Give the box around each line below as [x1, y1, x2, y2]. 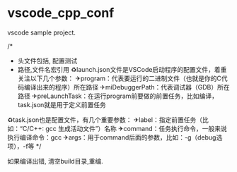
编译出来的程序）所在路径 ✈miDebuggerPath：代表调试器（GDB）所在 [23, 82, 230, 91]
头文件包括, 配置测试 [17, 56, 78, 65]
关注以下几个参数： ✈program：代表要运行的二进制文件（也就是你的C [17, 74, 221, 82]
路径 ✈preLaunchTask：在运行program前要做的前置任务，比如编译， [17, 92, 218, 100]
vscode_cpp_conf [7, 5, 115, 21]
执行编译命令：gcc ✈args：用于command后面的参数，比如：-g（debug [7, 133, 216, 142]
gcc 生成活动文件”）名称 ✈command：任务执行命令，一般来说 [45, 124, 228, 133]
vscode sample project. [7, 28, 76, 37]
